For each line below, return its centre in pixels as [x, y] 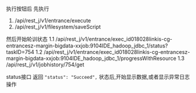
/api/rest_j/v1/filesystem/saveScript [58, 27]
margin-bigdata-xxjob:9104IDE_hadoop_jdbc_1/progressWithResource [91, 58]
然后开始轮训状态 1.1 [30, 39]
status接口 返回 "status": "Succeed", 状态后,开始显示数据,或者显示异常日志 [98, 77]
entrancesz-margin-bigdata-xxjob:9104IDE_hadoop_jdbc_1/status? [87, 46]
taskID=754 [20, 52]
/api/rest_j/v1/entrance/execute [53, 20]
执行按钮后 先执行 [27, 9]
